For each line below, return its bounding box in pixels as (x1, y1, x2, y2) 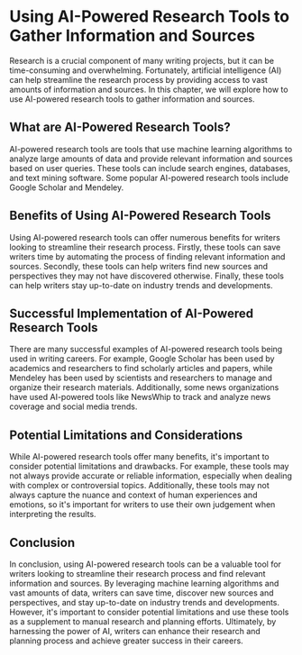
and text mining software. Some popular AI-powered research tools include (9, 172, 288, 183)
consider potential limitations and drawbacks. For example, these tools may (9, 461, 289, 472)
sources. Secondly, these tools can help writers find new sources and (9, 260, 269, 271)
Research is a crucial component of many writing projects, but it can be (9, 55, 275, 66)
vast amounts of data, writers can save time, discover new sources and (9, 587, 274, 598)
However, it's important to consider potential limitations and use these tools (9, 606, 289, 617)
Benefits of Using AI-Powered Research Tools (9, 208, 271, 223)
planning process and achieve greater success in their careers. (9, 635, 243, 646)
